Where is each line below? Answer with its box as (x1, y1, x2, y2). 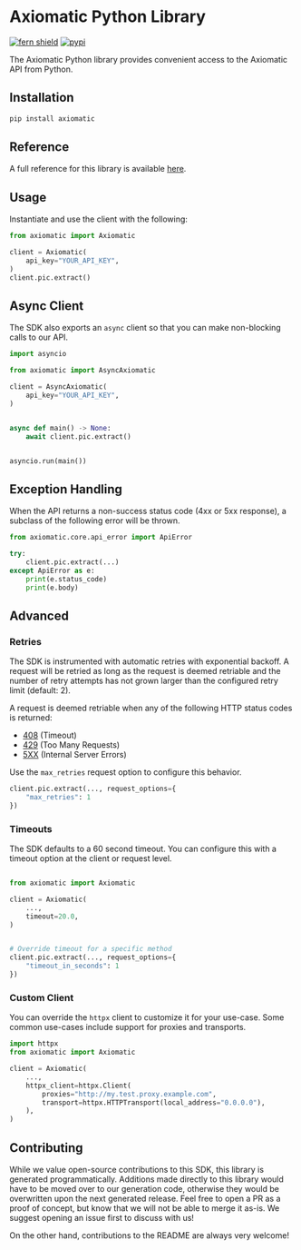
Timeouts (9, 822, 53, 835)
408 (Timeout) (22, 729, 77, 741)
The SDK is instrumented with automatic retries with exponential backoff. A (9, 656, 290, 667)
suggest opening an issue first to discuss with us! (9, 1212, 195, 1223)
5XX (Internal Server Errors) (22, 749, 127, 760)
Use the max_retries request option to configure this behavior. (9, 767, 242, 778)
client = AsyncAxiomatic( (9, 382, 107, 392)
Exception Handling (9, 481, 122, 497)
